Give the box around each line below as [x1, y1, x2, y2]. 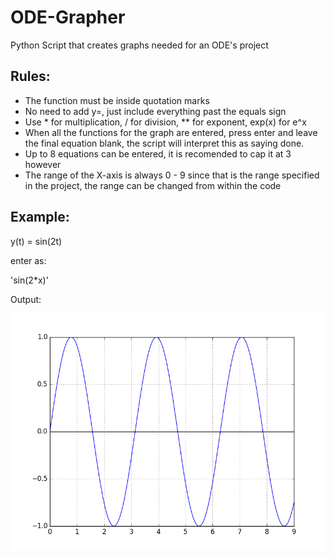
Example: [10, 209, 70, 226]
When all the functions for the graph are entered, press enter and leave [24, 126, 318, 138]
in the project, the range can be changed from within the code [24, 179, 282, 191]
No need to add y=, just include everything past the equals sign [24, 105, 287, 117]
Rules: [10, 68, 51, 85]
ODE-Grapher [10, 6, 126, 29]
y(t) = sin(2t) [10, 235, 63, 247]
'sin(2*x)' [10, 274, 49, 286]
